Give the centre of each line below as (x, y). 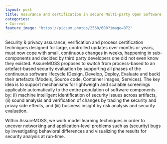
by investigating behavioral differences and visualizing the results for (76, 131)
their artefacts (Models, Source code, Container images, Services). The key (83, 79)
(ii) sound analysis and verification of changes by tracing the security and (81, 100)
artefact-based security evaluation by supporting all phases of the (73, 69)
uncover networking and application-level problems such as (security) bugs (83, 126)
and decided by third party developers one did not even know (95, 58)
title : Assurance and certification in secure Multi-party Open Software (83, 14)
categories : (17, 19)
